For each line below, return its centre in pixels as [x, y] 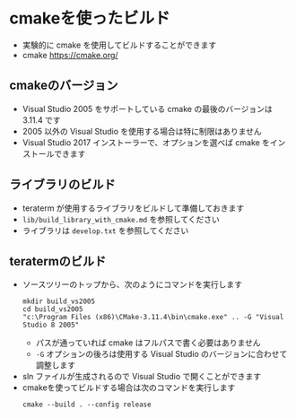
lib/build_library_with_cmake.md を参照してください [121, 219]
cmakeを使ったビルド [90, 18]
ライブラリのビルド [62, 185]
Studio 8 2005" [51, 325]
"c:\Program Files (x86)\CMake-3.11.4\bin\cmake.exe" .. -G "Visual [153, 318]
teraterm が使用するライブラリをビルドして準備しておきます [133, 208]
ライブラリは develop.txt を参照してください [105, 231]
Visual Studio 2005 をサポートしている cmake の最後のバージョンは [148, 109]
